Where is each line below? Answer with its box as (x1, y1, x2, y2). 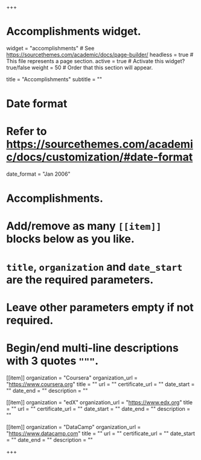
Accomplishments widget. (6, 25, 141, 38)
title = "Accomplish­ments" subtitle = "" (6, 75, 103, 82)
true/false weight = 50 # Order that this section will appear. (6, 64, 153, 71)
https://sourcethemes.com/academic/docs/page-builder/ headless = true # (6, 51, 194, 58)
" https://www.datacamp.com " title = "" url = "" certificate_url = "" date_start (6, 430, 195, 437)
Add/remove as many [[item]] (6, 219, 162, 233)
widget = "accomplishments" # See (6, 44, 95, 52)
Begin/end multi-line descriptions (6, 341, 179, 355)
